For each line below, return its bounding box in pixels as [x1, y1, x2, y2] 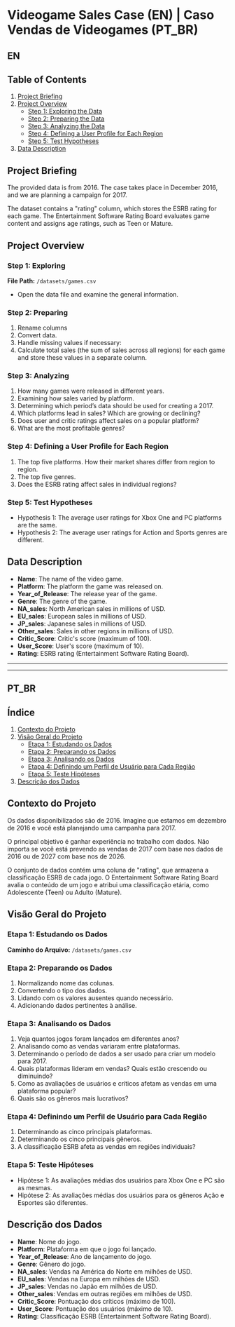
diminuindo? [17, 1072, 53, 1080]
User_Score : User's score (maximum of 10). [17, 642, 145, 650]
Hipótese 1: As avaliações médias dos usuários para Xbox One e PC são [17, 1176, 225, 1185]
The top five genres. [17, 472, 76, 480]
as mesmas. [17, 1183, 52, 1192]
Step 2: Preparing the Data [27, 114, 105, 123]
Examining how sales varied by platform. [17, 394, 135, 403]
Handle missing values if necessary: [17, 339, 122, 347]
